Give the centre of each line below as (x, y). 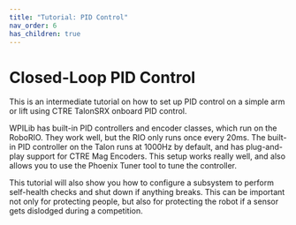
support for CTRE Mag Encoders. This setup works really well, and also (156, 156)
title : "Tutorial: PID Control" (68, 17)
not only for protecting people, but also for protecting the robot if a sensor (144, 202)
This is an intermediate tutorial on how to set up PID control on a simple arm (147, 101)
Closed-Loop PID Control (102, 77)
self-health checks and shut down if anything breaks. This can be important (147, 192)
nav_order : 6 (33, 26)
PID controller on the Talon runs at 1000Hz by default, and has (131, 147)
